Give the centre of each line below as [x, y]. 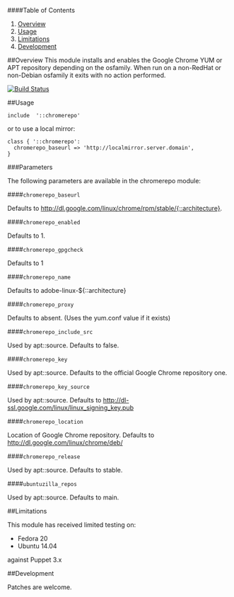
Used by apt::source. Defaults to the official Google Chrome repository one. [117, 373]
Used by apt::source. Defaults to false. [63, 345]
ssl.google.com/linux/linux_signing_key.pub [71, 407]
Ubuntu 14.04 [37, 546]
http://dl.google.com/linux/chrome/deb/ [65, 442]
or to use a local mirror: [41, 129]
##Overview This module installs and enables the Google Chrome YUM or [115, 60]
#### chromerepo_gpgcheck [45, 249]
